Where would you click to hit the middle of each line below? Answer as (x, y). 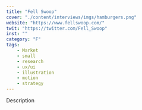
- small (26, 56)
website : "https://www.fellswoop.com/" (56, 23)
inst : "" (17, 34)
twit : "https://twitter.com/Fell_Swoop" (57, 28)
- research (30, 61)
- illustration (36, 73)
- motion (28, 78)
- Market (28, 51)
